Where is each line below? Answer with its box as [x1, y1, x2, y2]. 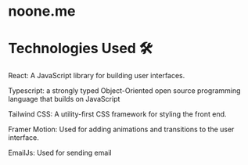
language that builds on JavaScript [8, 95, 120, 104]
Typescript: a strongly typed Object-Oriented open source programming [8, 86, 241, 95]
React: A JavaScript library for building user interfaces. [8, 71, 185, 81]
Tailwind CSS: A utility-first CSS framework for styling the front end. [8, 109, 227, 119]
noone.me [8, 2, 76, 20]
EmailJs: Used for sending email [8, 148, 112, 158]
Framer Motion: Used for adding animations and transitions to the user [8, 124, 235, 135]
